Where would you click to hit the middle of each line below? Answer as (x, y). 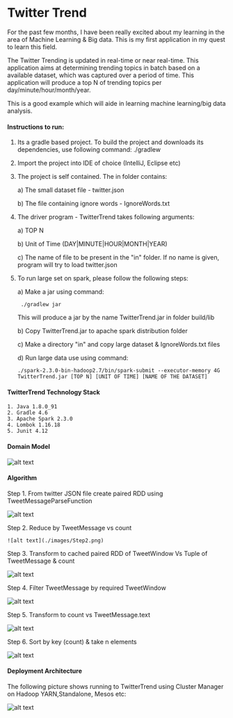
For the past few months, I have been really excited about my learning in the (116, 32)
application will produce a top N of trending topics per (85, 82)
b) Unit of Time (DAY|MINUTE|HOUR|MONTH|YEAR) (93, 244)
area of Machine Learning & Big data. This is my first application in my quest (116, 39)
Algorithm (22, 478)
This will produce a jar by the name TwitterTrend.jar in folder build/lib (116, 317)
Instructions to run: (36, 127)
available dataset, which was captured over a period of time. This (101, 75)
